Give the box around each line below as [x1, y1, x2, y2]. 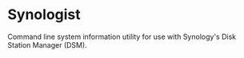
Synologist [7, 6, 81, 24]
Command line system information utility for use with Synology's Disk [7, 32, 237, 41]
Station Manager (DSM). [7, 40, 87, 49]
